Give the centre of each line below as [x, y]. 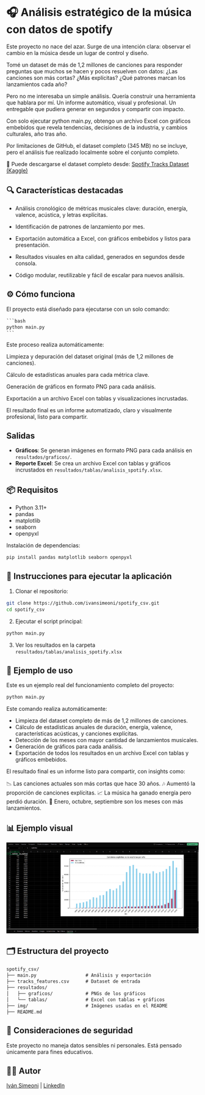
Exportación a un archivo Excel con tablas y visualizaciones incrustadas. [97, 398]
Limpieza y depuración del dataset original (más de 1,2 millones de [90, 356]
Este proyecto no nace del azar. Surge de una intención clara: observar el [99, 46]
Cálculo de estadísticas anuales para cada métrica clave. [78, 374]
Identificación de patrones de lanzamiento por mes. [80, 227]
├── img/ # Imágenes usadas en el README [87, 1006]
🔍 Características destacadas [65, 191]
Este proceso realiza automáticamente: [56, 344]
